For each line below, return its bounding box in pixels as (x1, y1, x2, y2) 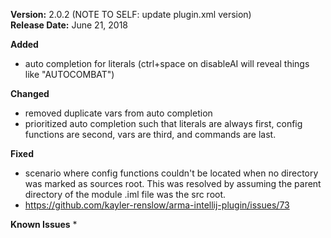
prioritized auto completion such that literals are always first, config (24, 118, 303, 129)
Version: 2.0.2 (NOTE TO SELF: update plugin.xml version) (10, 9, 252, 20)
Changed (10, 88, 50, 99)
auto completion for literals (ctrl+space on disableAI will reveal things (24, 58, 310, 69)
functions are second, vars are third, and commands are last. (24, 129, 277, 140)
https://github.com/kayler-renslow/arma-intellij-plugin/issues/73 (24, 199, 290, 211)
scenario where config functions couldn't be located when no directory (24, 167, 319, 179)
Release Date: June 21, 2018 (10, 19, 129, 31)
